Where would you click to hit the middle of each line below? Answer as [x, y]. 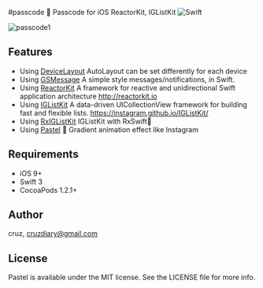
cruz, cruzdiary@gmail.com [53, 234]
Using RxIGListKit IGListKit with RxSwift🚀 [85, 121]
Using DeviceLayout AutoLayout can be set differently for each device [133, 71]
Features [30, 52]
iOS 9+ [31, 173]
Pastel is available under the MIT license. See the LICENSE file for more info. [132, 277]
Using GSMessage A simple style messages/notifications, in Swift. [127, 79]
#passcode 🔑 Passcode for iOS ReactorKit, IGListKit [92, 12]
